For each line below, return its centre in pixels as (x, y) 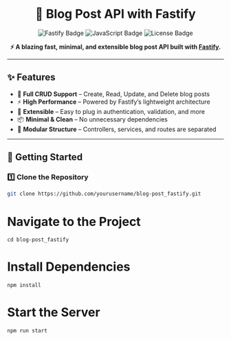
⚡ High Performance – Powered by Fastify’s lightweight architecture (114, 102)
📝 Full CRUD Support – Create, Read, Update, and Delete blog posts (113, 94)
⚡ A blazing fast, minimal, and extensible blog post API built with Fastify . (115, 47)
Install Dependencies (69, 267)
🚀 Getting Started (45, 157)
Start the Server (54, 313)
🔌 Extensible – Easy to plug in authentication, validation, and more (111, 111)
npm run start (27, 331)
